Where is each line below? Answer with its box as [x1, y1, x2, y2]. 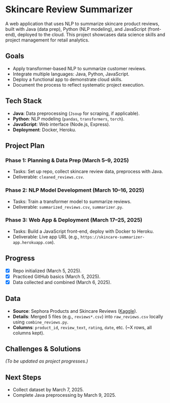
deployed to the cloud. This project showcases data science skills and [17, 31, 165, 37]
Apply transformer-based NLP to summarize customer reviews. [12, 65, 146, 71]
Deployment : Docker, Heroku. [12, 127, 76, 133]
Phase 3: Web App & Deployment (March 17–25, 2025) [5, 216, 142, 224]
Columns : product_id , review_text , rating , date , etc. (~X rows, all [12, 324, 152, 330]
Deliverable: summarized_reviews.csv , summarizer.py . [12, 204, 124, 210]
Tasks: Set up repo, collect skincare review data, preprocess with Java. [12, 168, 163, 175]
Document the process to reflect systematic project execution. [12, 82, 145, 88]
